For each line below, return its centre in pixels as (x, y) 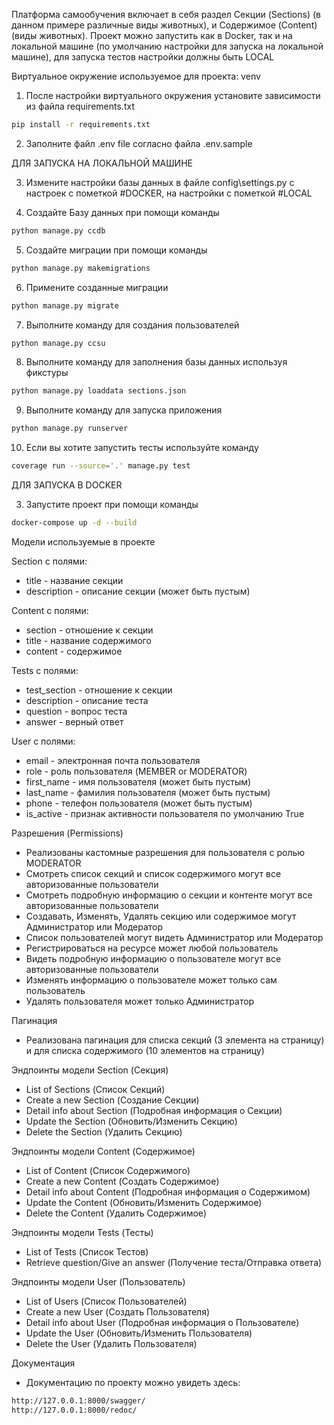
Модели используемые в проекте (83, 541)
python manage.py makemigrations (81, 268)
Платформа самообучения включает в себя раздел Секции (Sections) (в (166, 14)
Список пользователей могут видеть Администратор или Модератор (174, 937)
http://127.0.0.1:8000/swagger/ (78, 1400)
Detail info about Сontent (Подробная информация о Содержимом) (168, 1191)
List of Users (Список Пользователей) (106, 1301)
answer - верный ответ (74, 721)
